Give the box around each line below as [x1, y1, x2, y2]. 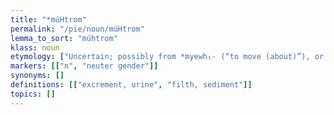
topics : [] [10, 89, 56, 99]
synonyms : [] [10, 71, 65, 81]
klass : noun [10, 42, 60, 53]
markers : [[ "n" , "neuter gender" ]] [10, 61, 159, 71]
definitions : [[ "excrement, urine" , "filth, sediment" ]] [10, 80, 253, 90]
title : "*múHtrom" [10, 14, 87, 25]
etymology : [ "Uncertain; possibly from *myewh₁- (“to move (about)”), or [10, 52, 325, 62]
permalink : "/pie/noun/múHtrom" [10, 24, 145, 34]
